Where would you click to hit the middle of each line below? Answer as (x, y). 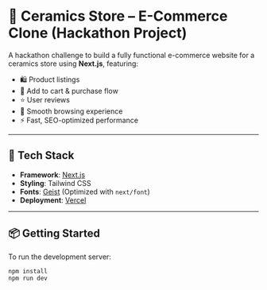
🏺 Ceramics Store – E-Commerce (118, 16)
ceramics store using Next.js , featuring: (74, 64)
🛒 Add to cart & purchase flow (69, 91)
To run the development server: (60, 257)
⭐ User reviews (44, 99)
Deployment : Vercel (53, 200)
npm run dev (28, 278)
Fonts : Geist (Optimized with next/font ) (85, 191)
